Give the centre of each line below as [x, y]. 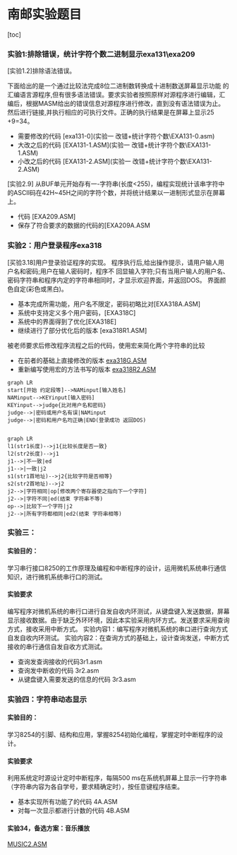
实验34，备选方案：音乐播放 [49, 828]
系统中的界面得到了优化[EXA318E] [67, 322]
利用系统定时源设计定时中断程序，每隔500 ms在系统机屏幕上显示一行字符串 [117, 778]
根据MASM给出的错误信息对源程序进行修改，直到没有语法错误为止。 [125, 104]
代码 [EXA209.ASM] [47, 217]
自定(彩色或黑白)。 [41, 289]
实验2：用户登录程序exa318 [55, 246]
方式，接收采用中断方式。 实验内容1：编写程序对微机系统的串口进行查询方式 [117, 629]
